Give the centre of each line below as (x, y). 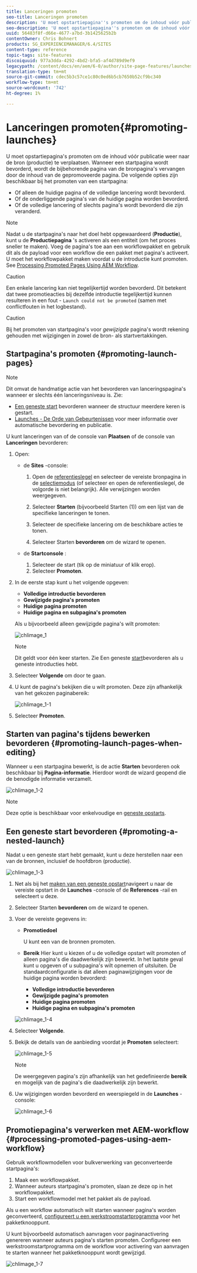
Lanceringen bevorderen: (37, 442)
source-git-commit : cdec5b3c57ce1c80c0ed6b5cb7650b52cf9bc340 (84, 77)
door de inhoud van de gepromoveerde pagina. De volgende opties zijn (92, 175)
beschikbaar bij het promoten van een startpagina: (67, 181)
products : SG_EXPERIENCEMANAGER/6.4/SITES (59, 45)
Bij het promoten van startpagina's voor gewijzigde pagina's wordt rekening (98, 329)
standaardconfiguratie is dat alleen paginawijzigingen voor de (98, 972)
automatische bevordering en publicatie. (63, 425)
